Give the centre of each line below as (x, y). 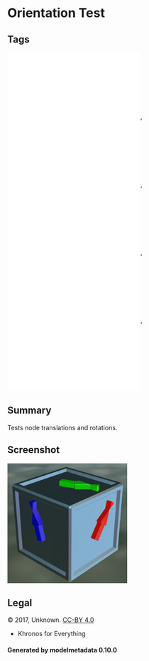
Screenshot (34, 450)
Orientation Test (56, 13)
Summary (29, 411)
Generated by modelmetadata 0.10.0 (62, 650)
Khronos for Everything (52, 634)
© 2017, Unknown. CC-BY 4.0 (51, 620)
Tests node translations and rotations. (62, 427)
